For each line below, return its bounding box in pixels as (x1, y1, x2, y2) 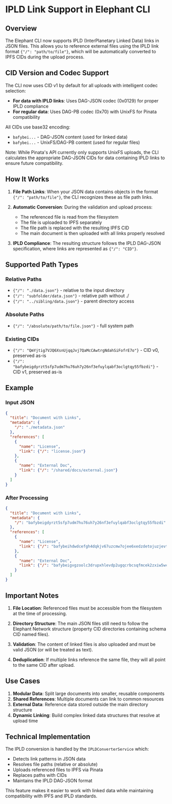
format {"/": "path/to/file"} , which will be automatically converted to (5, 49, 156, 54)
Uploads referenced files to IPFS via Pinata (12, 767, 103, 773)
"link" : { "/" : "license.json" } (18, 449, 86, 454)
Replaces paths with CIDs (12, 772, 67, 778)
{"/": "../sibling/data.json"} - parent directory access (12, 298, 135, 304)
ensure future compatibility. (5, 160, 63, 166)
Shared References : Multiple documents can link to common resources (12, 695, 164, 702)
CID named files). (12, 631, 50, 637)
